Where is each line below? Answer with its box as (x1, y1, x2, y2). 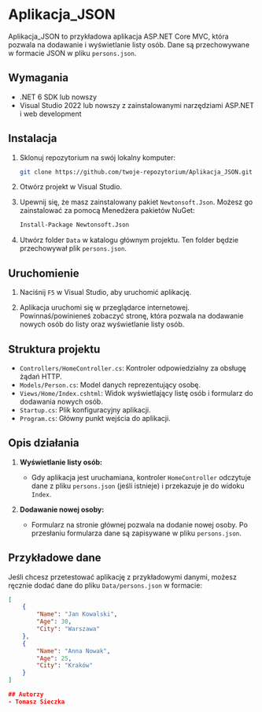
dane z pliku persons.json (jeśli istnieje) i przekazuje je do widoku (31, 481, 245, 490)
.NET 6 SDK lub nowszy (19, 92, 97, 102)
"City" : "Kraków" (36, 662, 93, 669)
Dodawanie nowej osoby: (19, 505, 105, 514)
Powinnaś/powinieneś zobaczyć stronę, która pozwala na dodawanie (19, 311, 244, 321)
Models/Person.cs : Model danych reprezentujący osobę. (19, 380, 201, 390)
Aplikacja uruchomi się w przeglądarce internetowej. (19, 303, 190, 312)
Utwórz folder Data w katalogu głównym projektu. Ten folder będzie (19, 235, 238, 245)
